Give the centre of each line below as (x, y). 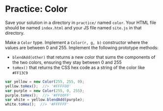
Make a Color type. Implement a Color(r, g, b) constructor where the (77, 42)
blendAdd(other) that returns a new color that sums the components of (84, 57)
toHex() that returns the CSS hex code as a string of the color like (78, 67)
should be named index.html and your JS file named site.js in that (73, 27)
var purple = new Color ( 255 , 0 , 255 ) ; (45, 91)
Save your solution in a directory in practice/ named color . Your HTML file (81, 22)
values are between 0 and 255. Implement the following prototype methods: (82, 47)
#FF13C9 (20, 73)
